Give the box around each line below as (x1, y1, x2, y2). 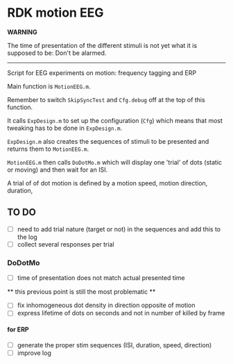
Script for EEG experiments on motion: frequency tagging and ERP (7, 68, 196, 77)
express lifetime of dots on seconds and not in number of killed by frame (17, 309, 225, 317)
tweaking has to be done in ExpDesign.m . (7, 124, 123, 132)
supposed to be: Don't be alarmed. (7, 49, 107, 57)
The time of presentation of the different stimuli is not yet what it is (7, 41, 198, 49)
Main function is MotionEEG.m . (7, 82, 91, 90)
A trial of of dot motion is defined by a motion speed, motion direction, (7, 179, 208, 187)
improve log (17, 349, 52, 357)
